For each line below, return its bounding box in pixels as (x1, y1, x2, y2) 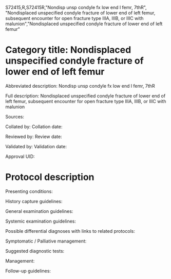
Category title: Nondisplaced (5, 44, 131, 56)
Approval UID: (5, 153, 35, 160)
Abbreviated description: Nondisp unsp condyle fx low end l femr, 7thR (5, 83, 155, 89)
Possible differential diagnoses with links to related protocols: (5, 228, 135, 234)
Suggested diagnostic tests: (5, 248, 65, 254)
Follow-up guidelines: (5, 268, 51, 274)
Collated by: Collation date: (5, 123, 63, 130)
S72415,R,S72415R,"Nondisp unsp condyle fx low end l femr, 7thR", (5, 5, 147, 10)
